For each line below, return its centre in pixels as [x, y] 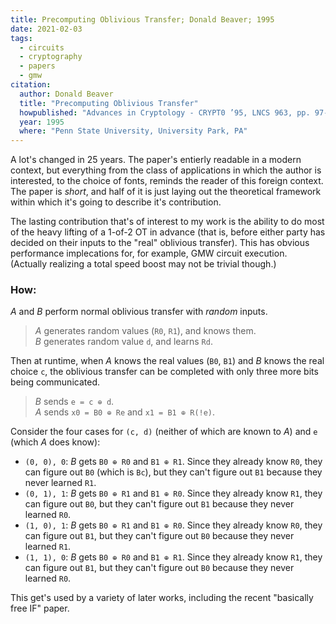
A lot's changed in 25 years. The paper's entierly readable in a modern [156, 160]
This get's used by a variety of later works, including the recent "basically [162, 598]
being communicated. [55, 382]
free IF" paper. [40, 608]
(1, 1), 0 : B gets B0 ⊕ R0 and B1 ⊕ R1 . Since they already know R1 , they [173, 557]
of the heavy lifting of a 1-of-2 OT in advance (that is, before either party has [168, 232]
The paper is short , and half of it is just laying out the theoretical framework [166, 192]
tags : [21, 38]
